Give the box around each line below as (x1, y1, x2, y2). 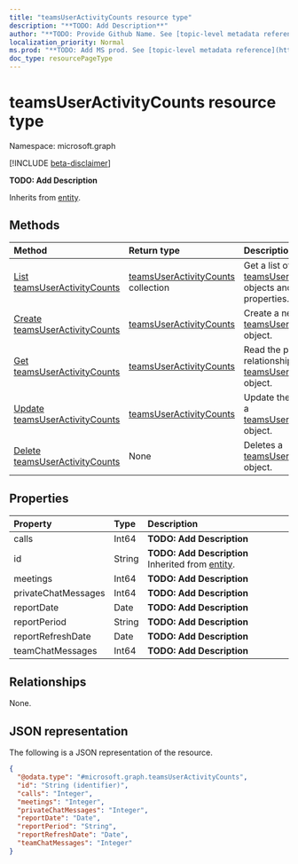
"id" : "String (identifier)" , (17, 781, 129, 789)
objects (243, 281, 275, 294)
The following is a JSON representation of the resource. (9, 747, 213, 758)
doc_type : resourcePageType (9, 54, 114, 63)
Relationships (9, 674, 87, 689)
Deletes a (243, 438, 284, 451)
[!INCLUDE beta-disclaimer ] (9, 157, 111, 169)
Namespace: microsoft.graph (9, 140, 116, 151)
